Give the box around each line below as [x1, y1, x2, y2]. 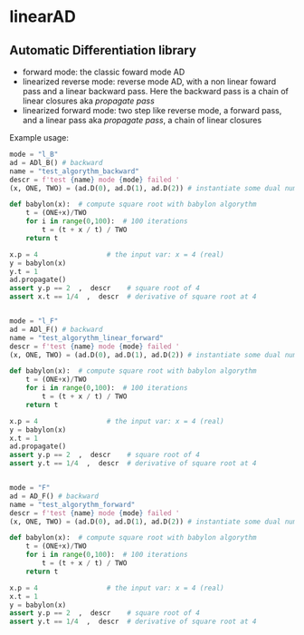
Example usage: [9, 132, 70, 142]
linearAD [9, 6, 77, 27]
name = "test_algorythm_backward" [9, 166, 140, 176]
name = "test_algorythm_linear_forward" [9, 333, 165, 342]
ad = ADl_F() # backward [9, 325, 103, 334]
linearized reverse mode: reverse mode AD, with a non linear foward [22, 76, 277, 87]
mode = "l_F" [9, 317, 59, 326]
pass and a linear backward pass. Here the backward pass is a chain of [22, 86, 290, 96]
